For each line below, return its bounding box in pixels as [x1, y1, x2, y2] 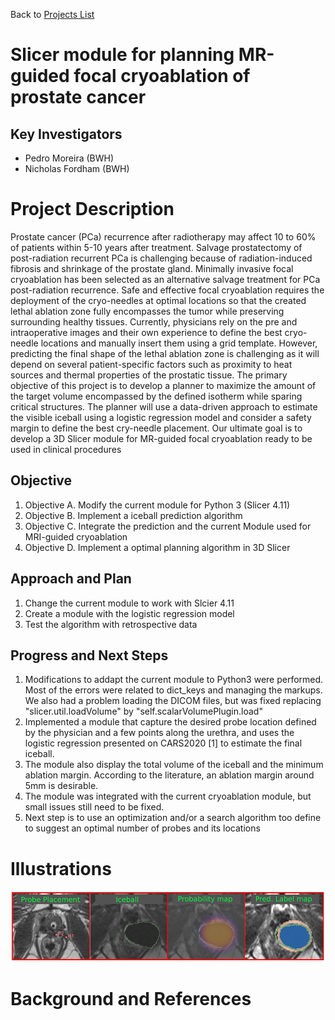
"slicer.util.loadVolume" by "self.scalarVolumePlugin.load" [24, 705, 263, 718]
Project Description [10, 198, 175, 221]
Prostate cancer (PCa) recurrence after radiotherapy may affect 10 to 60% [10, 230, 317, 243]
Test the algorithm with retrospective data [24, 618, 198, 630]
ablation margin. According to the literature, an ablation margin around [24, 769, 315, 781]
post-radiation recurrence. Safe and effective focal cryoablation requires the [10, 284, 325, 296]
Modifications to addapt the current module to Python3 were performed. [24, 674, 324, 686]
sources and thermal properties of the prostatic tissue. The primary [10, 369, 288, 381]
